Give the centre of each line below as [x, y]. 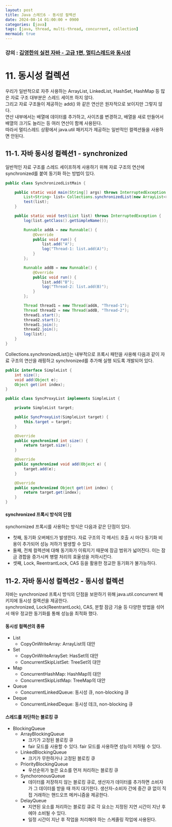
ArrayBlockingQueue [42, 734]
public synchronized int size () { [51, 441]
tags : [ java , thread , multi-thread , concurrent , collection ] [72, 29]
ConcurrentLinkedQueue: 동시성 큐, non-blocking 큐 [74, 692]
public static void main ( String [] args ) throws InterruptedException [90, 192]
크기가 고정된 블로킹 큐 [51, 740]
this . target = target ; [48, 422]
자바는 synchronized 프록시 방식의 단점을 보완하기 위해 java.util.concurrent [81, 594]
